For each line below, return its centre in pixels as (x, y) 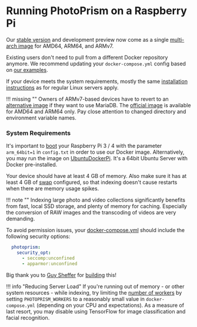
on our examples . (27, 70)
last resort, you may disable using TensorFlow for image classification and (96, 311)
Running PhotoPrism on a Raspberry (96, 11)
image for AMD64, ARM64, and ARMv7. (66, 46)
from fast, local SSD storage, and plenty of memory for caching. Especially (96, 206)
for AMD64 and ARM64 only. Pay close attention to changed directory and (96, 111)
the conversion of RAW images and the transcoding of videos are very (91, 213)
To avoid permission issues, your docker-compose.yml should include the (96, 230)
